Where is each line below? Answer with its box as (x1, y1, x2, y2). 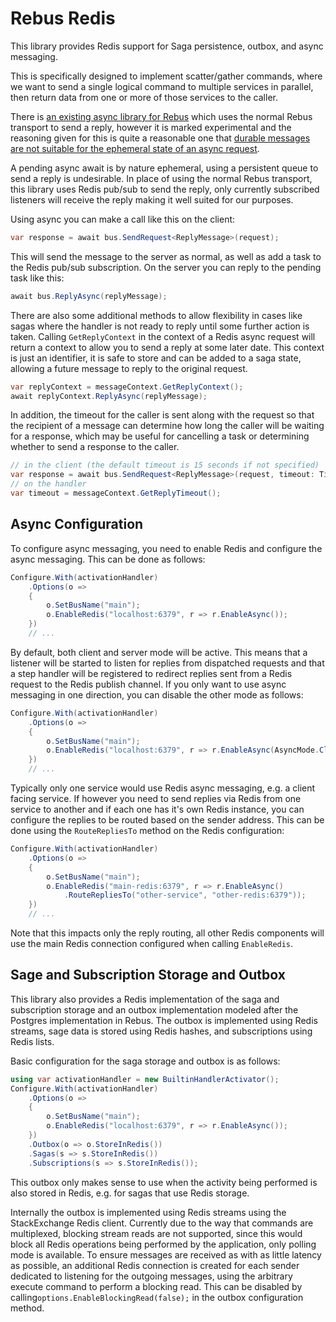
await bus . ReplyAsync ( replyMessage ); (10, 291, 168, 301)
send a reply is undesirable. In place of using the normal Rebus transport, (10, 172, 313, 184)
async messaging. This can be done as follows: (10, 553, 206, 565)
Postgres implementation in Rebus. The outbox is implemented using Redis (10, 1014, 318, 1026)
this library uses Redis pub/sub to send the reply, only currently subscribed (10, 183, 320, 195)
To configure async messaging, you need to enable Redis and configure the (10, 542, 323, 554)
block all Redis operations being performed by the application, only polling (10, 1238, 317, 1250)
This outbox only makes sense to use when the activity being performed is (10, 1176, 318, 1188)
